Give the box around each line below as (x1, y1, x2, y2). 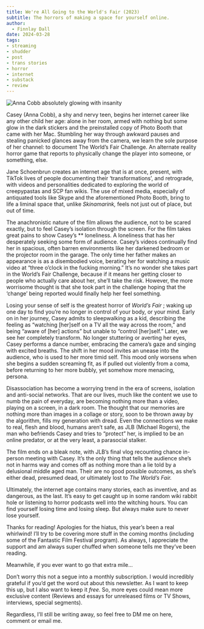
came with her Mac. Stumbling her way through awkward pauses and (6, 130, 180, 138)
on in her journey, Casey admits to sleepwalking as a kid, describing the (6, 315, 186, 322)
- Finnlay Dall (12, 26, 50, 32)
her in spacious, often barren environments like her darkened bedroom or (6, 245, 190, 251)
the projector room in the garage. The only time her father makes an (6, 251, 176, 258)
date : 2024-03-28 (6, 32, 50, 38)
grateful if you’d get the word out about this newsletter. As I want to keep (6, 580, 189, 586)
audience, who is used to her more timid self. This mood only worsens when (6, 354, 197, 360)
